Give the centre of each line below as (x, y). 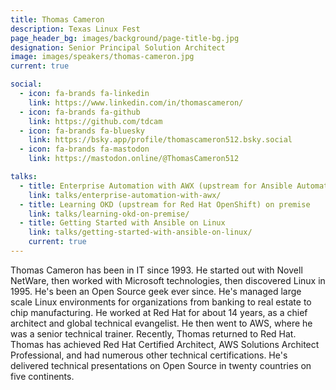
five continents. (42, 376)
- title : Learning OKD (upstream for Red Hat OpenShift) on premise (165, 204)
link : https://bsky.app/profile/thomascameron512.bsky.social (160, 140)
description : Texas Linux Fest (75, 29)
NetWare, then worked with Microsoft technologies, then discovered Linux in (168, 280)
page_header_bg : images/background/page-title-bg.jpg (125, 38)
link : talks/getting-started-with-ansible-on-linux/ (140, 232)
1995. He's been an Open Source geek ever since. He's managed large (156, 291)
